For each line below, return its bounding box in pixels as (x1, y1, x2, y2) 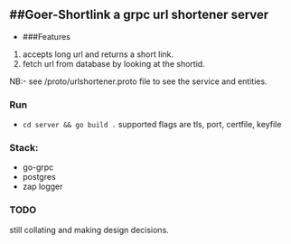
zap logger (22, 181, 63, 192)
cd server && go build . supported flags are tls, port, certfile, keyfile (22, 119, 282, 130)
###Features (22, 31, 70, 42)
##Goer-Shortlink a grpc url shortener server (9, 7, 269, 23)
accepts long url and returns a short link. (22, 49, 174, 60)
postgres (22, 172, 56, 183)
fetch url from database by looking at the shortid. (22, 58, 205, 69)
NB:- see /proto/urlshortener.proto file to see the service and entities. (9, 76, 268, 87)
